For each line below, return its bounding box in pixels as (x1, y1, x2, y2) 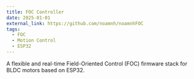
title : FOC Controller (6, 9, 64, 15)
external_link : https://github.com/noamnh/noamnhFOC (6, 20, 144, 26)
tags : (6, 26, 20, 32)
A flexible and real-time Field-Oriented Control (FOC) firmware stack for (6, 59, 188, 67)
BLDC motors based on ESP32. (6, 66, 85, 73)
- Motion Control (12, 37, 56, 43)
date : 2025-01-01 (6, 15, 51, 21)
